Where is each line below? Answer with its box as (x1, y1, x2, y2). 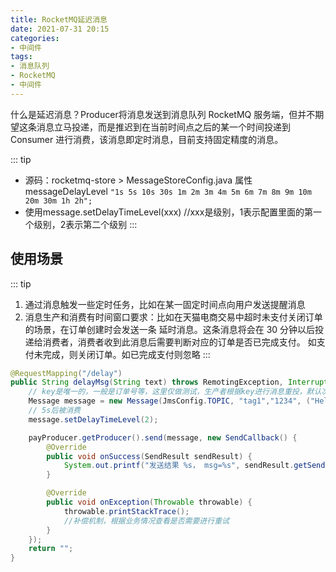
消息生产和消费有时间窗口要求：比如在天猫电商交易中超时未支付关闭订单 (24, 311, 323, 323)
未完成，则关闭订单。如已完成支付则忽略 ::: (33, 348, 211, 360)
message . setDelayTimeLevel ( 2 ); (28, 414, 159, 425)
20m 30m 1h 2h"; (24, 196, 93, 206)
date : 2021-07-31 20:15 (10, 24, 110, 34)
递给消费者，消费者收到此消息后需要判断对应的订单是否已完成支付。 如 (24, 336, 317, 348)
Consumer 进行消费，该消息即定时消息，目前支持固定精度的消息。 (10, 133, 284, 145)
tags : (10, 52, 33, 62)
